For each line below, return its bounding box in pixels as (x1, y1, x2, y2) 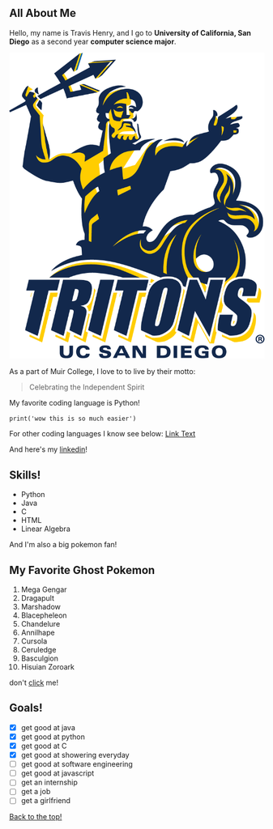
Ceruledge (20, 645, 57, 655)
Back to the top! (9, 812, 62, 822)
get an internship (20, 777, 78, 788)
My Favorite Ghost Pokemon (9, 563, 156, 577)
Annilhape (20, 627, 55, 638)
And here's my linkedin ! (9, 444, 88, 454)
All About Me (9, 6, 76, 20)
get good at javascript (20, 768, 95, 778)
